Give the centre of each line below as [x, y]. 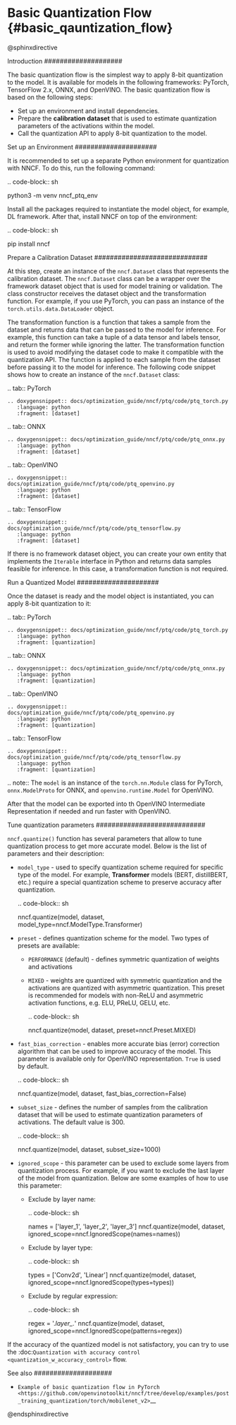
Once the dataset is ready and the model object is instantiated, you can [111, 596]
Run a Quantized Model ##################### [83, 582]
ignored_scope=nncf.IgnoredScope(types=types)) [101, 1282]
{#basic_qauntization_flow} [90, 28]
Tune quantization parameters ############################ [106, 825]
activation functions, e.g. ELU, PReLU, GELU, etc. [99, 1002]
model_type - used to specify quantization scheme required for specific [120, 867]
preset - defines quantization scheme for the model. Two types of [113, 938]
